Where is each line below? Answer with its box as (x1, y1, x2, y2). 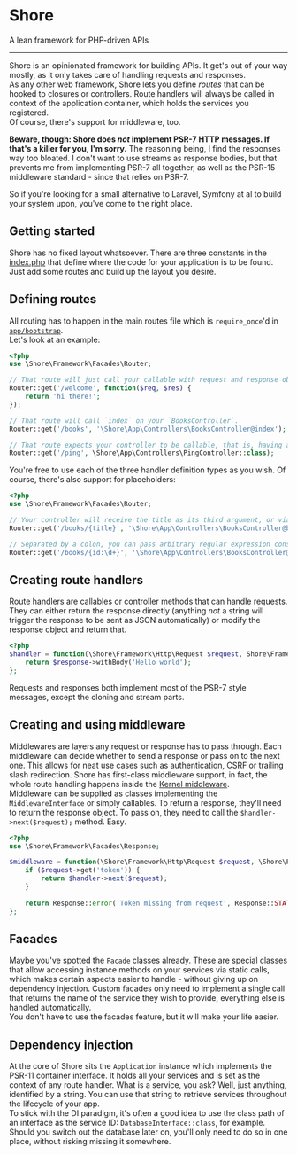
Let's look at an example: (9, 334, 101, 345)
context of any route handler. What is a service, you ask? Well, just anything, (9, 1080, 287, 1090)
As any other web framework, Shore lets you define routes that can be (9, 79, 265, 90)
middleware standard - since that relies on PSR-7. (9, 171, 189, 182)
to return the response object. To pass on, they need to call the (9, 807, 239, 817)
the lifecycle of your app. (9, 1098, 100, 1109)
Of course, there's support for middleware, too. (9, 116, 181, 127)
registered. (9, 107, 49, 118)
